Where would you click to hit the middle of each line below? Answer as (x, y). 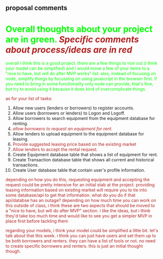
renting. (20, 123)
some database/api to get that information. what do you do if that (71, 195)
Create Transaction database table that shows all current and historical (83, 160)
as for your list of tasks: (29, 99)
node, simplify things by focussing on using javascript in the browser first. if (81, 79)
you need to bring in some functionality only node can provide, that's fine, (79, 84)
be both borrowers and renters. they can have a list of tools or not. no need (81, 241)
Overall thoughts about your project (79, 29)
